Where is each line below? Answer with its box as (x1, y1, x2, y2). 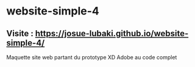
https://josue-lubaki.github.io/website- (35, 28, 189, 39)
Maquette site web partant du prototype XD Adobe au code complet (6, 54, 177, 61)
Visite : (6, 28, 34, 39)
